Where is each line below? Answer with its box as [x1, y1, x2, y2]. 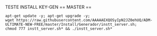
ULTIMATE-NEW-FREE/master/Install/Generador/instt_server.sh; [5, 22, 137, 27]
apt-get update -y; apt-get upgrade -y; [5, 14, 91, 18]
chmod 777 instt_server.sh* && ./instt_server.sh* [5, 26, 113, 31]
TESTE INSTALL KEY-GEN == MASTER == [5, 4, 92, 10]
